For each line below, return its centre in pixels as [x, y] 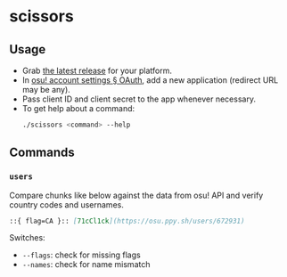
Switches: [28, 238]
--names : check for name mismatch [86, 265]
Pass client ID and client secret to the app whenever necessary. [139, 99]
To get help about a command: [78, 108]
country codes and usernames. [67, 204]
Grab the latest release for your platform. [97, 70]
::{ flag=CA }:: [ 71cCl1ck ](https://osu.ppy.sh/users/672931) [127, 221]
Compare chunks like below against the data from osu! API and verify [136, 195]
